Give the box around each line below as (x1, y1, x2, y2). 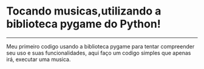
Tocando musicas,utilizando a (6, 4, 161, 18)
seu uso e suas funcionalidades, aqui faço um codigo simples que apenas (6, 49, 191, 56)
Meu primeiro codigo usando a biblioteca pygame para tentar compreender (6, 42, 195, 50)
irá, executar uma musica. (6, 56, 71, 63)
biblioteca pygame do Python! (6, 17, 161, 31)
